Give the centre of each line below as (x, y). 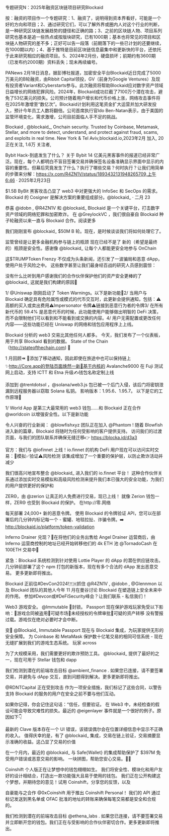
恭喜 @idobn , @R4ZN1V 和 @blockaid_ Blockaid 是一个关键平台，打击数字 (82, 208)
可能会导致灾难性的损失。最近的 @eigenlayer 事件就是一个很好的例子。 (83, 710)
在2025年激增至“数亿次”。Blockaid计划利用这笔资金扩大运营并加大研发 (79, 104)
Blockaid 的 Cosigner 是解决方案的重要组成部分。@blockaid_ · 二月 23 (78, 197)
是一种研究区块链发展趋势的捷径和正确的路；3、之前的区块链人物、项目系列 (84, 31)
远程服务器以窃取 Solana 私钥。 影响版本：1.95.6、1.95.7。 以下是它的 (86, 391)
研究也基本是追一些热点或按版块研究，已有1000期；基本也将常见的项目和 (81, 37)
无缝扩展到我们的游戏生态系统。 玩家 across (51, 643)
